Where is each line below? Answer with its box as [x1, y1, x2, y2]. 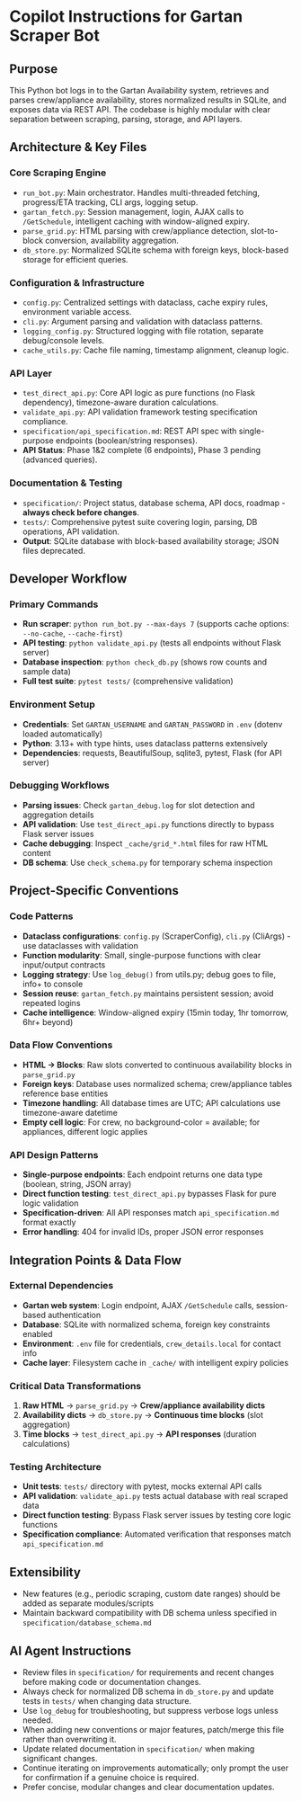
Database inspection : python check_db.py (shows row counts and [22, 656, 268, 667]
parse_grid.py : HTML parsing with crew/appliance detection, [22, 225, 249, 236]
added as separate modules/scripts [22, 1598, 155, 1609]
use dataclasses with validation [22, 940, 139, 950]
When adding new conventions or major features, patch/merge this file [22, 1725, 285, 1735]
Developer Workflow [9, 571, 128, 586]
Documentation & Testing [9, 477, 123, 489]
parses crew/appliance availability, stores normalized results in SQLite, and [9, 94, 288, 105]
